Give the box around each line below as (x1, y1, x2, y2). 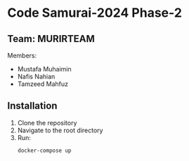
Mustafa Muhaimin (17, 65, 72, 73)
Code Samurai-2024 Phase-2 (7, 5, 183, 21)
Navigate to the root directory (17, 126, 103, 134)
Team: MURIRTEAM (7, 33, 95, 45)
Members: (7, 51, 37, 59)
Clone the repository (17, 118, 77, 127)
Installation (7, 100, 58, 112)
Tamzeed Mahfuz (17, 80, 69, 88)
